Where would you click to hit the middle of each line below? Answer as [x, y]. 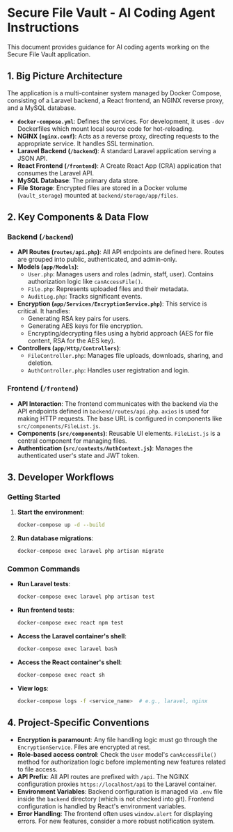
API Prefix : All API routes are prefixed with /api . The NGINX [103, 776]
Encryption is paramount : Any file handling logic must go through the [117, 739]
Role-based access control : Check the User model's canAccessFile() [117, 754]
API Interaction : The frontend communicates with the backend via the [118, 403]
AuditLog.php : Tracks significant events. [85, 297]
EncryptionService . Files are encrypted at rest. [84, 747]
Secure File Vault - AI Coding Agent [111, 13]
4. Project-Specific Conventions [78, 723]
